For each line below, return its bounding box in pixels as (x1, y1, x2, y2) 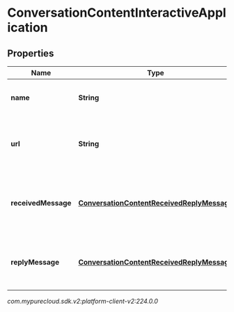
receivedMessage (10, 198, 72, 208)
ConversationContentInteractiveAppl (7, 5, 226, 21)
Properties (7, 47, 54, 59)
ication (7, 19, 49, 36)
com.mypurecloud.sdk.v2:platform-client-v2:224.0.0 (7, 297, 159, 305)
